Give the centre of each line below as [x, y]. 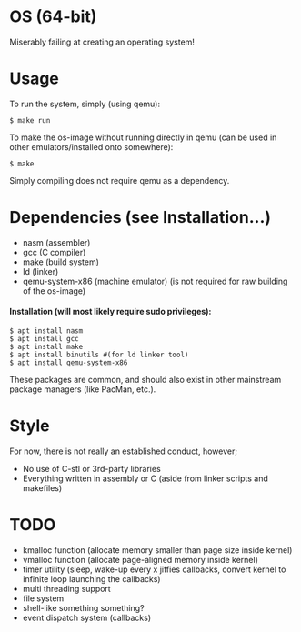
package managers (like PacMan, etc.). [83, 389]
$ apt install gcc [44, 339]
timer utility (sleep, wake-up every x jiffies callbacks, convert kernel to [154, 569]
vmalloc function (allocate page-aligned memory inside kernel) [140, 559]
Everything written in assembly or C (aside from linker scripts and [145, 478]
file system [43, 598]
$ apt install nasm [46, 331]
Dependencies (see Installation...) [140, 218]
